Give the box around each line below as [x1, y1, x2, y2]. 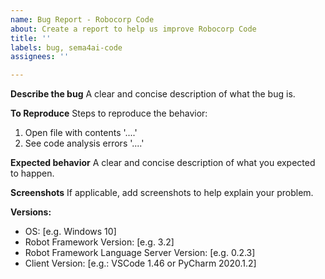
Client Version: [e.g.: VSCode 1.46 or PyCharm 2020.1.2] [24, 257, 257, 270]
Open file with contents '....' [24, 127, 138, 139]
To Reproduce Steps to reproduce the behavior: [10, 107, 208, 120]
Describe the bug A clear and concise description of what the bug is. [10, 88, 296, 100]
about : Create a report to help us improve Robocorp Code [10, 24, 257, 34]
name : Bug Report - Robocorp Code [10, 14, 155, 25]
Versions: [10, 206, 52, 218]
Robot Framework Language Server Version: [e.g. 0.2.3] [24, 247, 256, 259]
